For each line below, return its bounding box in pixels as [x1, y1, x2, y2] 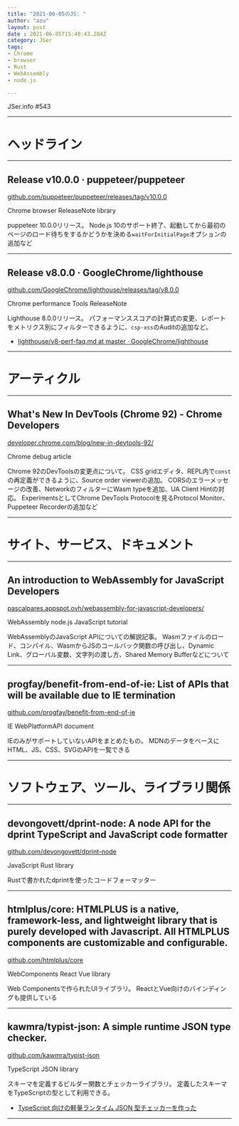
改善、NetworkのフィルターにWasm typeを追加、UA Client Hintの [26, 485, 219, 493]
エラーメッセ [191, 475, 229, 484]
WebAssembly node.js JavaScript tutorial [7, 618, 128, 626]
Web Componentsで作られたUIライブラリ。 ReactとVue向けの [7, 984, 190, 993]
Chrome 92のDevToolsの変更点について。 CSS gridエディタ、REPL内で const [7, 467, 231, 475]
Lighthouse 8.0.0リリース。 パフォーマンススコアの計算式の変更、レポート [7, 314, 226, 322]
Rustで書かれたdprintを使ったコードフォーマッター [7, 876, 156, 884]
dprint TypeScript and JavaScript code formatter [7, 828, 228, 841]
